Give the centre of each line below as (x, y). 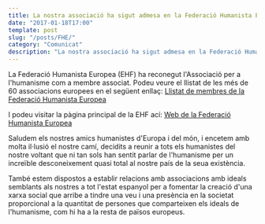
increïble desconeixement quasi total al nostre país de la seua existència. (127, 163)
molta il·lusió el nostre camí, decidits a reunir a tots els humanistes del (122, 147)
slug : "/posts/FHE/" (42, 37)
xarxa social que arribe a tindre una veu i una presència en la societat (121, 195)
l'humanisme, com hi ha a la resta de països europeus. (97, 212)
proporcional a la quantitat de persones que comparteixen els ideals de (124, 204)
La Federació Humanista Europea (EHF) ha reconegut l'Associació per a (125, 74)
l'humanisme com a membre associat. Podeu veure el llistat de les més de (128, 83)
